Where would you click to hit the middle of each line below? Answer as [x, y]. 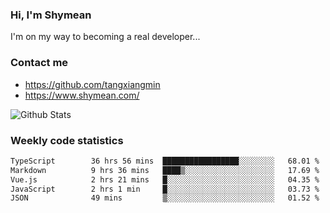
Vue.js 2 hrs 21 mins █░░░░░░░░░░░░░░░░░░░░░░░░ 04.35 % [165, 179]
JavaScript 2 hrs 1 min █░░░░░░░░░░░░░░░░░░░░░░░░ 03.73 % [165, 189]
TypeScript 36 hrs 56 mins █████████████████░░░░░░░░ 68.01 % [165, 161]
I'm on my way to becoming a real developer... [105, 37]
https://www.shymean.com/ [82, 95]
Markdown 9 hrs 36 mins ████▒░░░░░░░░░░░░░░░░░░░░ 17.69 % [165, 170]
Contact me [39, 63]
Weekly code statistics [67, 140]
